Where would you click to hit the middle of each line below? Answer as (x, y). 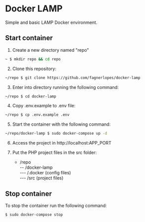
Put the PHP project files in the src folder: (54, 152)
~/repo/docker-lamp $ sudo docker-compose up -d (56, 134)
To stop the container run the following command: (56, 205)
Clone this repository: (34, 69)
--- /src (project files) (42, 178)
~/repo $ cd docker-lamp (31, 96)
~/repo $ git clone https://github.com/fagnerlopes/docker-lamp (73, 77)
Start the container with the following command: (61, 124)
